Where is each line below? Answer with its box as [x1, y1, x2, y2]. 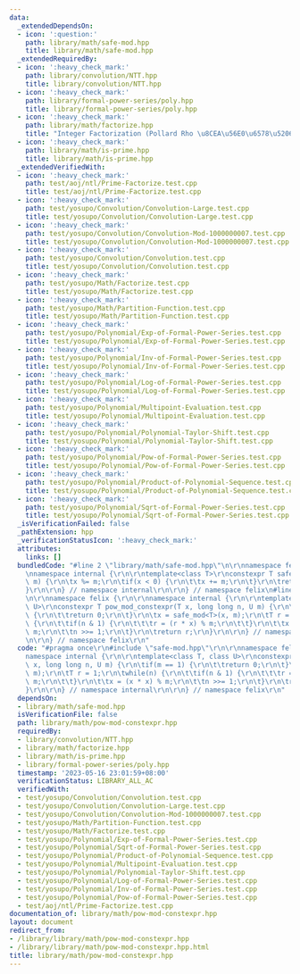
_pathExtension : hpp [17, 528, 94, 537]
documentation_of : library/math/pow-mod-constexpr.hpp [9, 910, 218, 919]
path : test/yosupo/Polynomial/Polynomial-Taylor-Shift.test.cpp [25, 428, 270, 437]
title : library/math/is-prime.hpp [25, 154, 154, 163]
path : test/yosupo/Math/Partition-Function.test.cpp [25, 304, 226, 312]
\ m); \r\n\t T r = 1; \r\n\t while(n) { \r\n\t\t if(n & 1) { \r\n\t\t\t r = [25, 669, 294, 678]
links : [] [25, 553, 62, 562]
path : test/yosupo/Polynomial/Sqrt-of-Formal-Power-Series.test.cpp [25, 503, 286, 512]
